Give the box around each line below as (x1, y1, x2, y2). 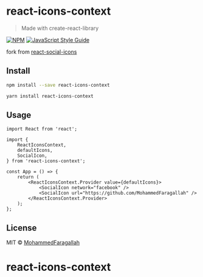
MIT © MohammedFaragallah (6, 239, 80, 246)
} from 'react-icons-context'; (6, 158, 86, 164)
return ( (17, 174, 40, 181)
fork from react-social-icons (6, 48, 77, 56)
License (6, 223, 37, 233)
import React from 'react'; (6, 126, 78, 132)
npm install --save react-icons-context (6, 82, 111, 88)
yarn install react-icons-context (6, 93, 94, 99)
